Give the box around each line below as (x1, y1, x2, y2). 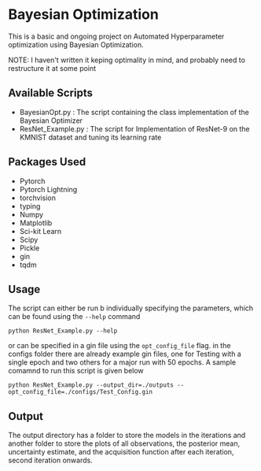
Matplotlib (19, 218, 53, 228)
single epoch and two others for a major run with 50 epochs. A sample (8, 358, 237, 367)
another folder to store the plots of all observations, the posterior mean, (8, 439, 241, 448)
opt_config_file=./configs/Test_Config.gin (8, 388, 153, 396)
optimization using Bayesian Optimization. (8, 39, 144, 49)
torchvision (19, 193, 57, 202)
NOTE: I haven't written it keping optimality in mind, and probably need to (8, 55, 246, 65)
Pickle (19, 243, 40, 253)
